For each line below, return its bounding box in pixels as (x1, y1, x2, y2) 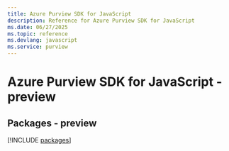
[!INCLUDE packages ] (7, 136, 72, 144)
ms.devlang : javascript (7, 37, 78, 44)
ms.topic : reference (7, 30, 69, 38)
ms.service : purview (7, 43, 69, 50)
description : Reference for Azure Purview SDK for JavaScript (7, 17, 195, 24)
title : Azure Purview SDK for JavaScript (7, 10, 132, 18)
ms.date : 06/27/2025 (7, 23, 69, 30)
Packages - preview (7, 117, 97, 129)
